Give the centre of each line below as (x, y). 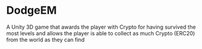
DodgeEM (32, 10)
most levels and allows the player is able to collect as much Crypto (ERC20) (101, 33)
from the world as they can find (45, 39)
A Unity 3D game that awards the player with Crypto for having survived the (101, 27)
